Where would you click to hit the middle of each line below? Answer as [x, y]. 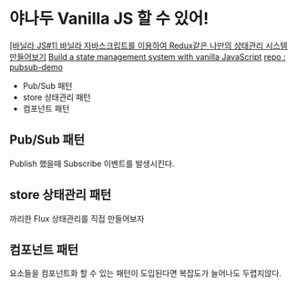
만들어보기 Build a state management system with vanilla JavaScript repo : [148, 56]
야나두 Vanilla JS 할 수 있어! [109, 19]
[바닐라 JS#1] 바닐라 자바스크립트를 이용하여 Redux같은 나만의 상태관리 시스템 [149, 45]
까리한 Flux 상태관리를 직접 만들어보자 [77, 218]
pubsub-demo [36, 67]
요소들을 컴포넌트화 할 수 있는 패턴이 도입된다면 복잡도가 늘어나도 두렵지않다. [146, 273]
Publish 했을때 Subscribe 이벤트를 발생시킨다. [92, 163]
